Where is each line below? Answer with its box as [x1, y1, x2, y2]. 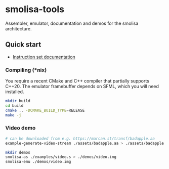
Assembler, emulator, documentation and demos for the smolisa [5, 20, 139, 26]
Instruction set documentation [12, 54, 76, 60]
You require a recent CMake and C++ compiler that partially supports [5, 78, 149, 84]
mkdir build [5, 99, 30, 104]
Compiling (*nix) [5, 66, 47, 73]
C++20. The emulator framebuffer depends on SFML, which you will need [5, 83, 159, 90]
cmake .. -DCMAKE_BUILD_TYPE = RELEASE [5, 108, 85, 113]
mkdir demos [5, 150, 30, 155]
